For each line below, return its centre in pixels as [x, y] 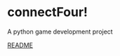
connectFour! [48, 12]
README [20, 45]
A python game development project [60, 31]
